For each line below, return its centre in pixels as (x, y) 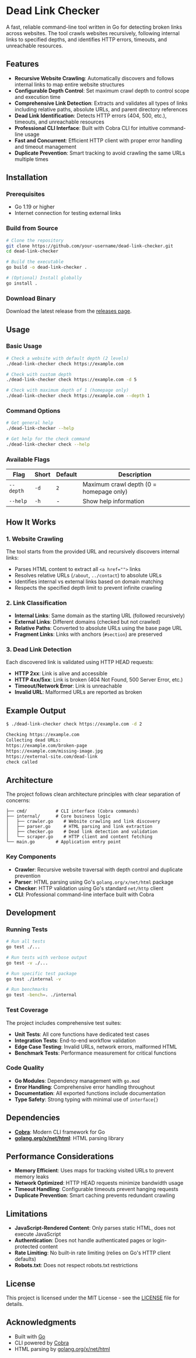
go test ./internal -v (34, 979)
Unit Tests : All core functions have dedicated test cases (82, 1034)
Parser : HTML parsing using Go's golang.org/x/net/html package (94, 882)
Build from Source (32, 228)
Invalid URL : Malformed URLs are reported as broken (78, 692)
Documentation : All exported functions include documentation (90, 1093)
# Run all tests (26, 942)
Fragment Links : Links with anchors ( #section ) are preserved (88, 634)
